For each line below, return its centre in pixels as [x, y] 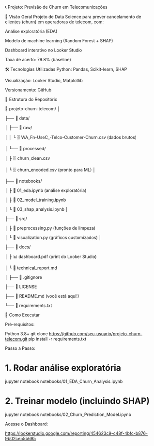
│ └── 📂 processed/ [25, 148]
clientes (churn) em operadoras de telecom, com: [54, 22]
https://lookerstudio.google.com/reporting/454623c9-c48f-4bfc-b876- [77, 433]
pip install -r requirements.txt [57, 339]
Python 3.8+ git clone [27, 334]
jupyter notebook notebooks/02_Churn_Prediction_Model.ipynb [68, 414]
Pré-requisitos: [20, 324]
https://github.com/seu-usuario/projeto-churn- [96, 334]
